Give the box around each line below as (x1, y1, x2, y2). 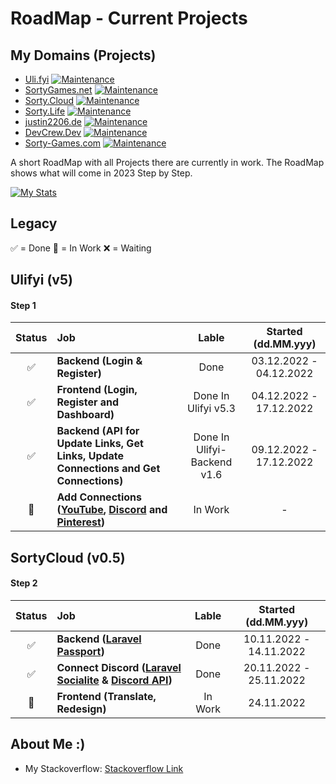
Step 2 (10, 577, 38, 589)
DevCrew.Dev (24, 127, 82, 138)
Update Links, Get (56, 437, 144, 451)
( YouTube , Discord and (56, 503, 168, 517)
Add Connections (56, 490, 142, 504)
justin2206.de (24, 116, 82, 127)
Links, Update (56, 449, 125, 463)
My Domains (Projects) (10, 47, 157, 64)
